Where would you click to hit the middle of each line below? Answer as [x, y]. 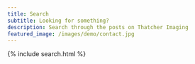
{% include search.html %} [47, 54]
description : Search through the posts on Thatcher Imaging [98, 27]
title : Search [28, 14]
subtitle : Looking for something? [58, 21]
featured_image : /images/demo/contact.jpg [71, 34]
